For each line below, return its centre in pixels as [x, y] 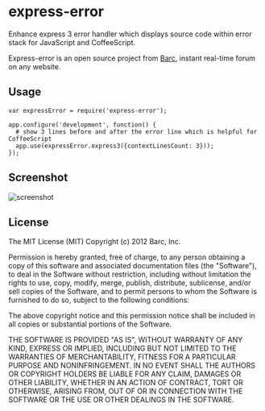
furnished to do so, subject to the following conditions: [99, 300]
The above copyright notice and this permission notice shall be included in [132, 316]
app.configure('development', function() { [83, 125]
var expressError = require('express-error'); [88, 110]
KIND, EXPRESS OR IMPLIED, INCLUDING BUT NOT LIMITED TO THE [122, 348]
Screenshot [38, 178]
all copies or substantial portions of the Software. [90, 324]
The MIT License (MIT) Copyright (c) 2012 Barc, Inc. [95, 242]
